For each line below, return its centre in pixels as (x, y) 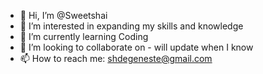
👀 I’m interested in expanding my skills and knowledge (131, 26)
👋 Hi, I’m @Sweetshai (63, 15)
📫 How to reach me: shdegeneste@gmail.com (116, 58)
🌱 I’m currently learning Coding (84, 36)
